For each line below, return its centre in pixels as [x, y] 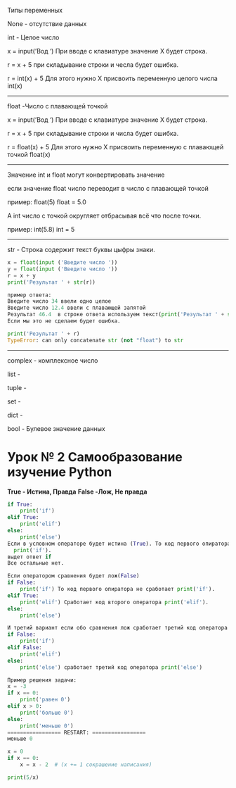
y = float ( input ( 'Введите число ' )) [63, 269]
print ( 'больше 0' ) [47, 713]
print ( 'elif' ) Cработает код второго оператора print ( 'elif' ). [114, 602]
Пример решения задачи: [42, 680]
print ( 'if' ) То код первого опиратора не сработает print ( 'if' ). [118, 589]
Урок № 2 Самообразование [95, 457]
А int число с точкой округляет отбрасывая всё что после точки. [104, 215]
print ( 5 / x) [23, 777]
